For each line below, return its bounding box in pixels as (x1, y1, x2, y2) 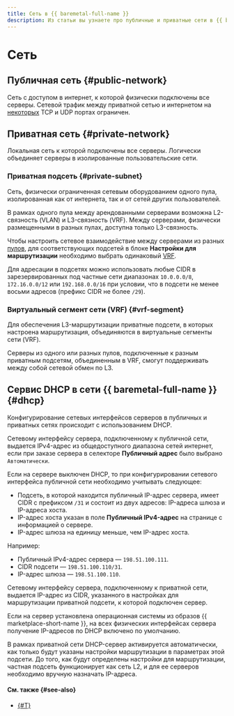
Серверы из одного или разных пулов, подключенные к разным (7, 348, 198, 357)
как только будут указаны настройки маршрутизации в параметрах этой (7, 647, 225, 656)
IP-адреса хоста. (17, 505, 68, 514)
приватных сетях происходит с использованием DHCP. (7, 420, 173, 429)
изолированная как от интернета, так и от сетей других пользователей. (7, 195, 221, 203)
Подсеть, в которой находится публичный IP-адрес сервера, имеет (17, 491, 219, 499)
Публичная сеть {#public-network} (7, 75, 167, 87)
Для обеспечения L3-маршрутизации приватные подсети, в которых (7, 320, 214, 329)
